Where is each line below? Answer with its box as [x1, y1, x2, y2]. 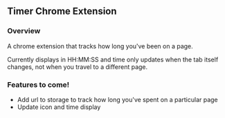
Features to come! [7, 79, 70, 89]
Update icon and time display [17, 103, 101, 111]
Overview [7, 26, 41, 36]
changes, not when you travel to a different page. [7, 62, 148, 71]
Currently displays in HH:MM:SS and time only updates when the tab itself [7, 55, 219, 63]
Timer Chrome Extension [7, 6, 117, 17]
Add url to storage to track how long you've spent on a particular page [17, 95, 218, 104]
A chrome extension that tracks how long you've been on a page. [7, 41, 194, 50]
